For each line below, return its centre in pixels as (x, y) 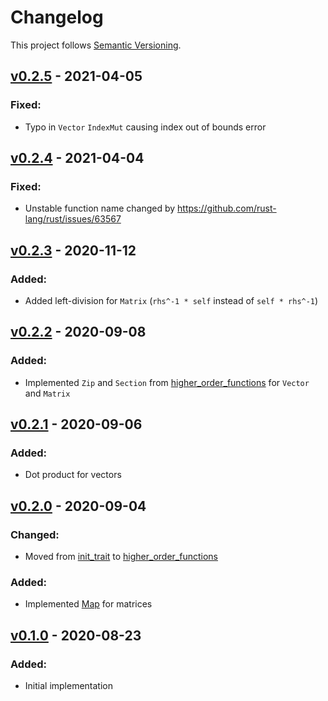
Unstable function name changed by (100, 208)
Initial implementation (69, 686)
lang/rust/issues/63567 (73, 219)
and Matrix (47, 393)
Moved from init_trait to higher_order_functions (121, 557)
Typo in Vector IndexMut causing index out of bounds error (145, 127)
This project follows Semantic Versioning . (96, 45)
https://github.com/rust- (227, 208)
